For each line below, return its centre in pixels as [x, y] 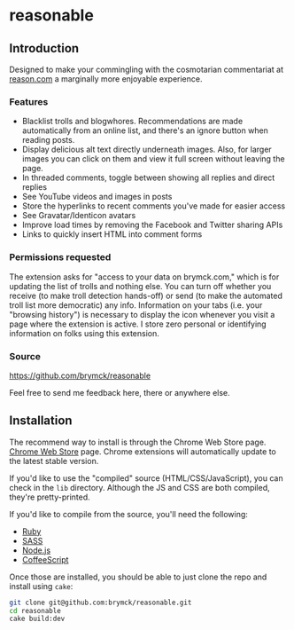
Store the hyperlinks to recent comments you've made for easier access [154, 206]
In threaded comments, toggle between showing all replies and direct [148, 177]
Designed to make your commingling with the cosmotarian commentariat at [147, 69]
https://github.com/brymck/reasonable [80, 375]
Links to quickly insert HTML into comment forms [112, 234]
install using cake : [41, 586]
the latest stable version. [54, 461]
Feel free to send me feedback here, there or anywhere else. [120, 392]
